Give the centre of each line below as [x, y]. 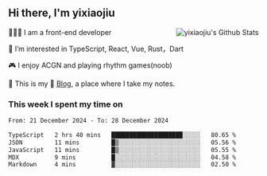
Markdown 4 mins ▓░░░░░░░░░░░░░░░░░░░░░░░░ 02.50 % [122, 165]
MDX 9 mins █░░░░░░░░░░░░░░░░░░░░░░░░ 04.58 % [122, 157]
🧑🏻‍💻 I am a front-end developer [60, 32]
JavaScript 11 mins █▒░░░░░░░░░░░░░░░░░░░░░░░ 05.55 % [122, 150]
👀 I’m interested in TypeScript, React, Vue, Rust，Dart [96, 49]
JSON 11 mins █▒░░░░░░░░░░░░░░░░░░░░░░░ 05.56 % [122, 143]
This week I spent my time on [66, 104]
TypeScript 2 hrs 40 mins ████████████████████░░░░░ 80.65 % [122, 135]
